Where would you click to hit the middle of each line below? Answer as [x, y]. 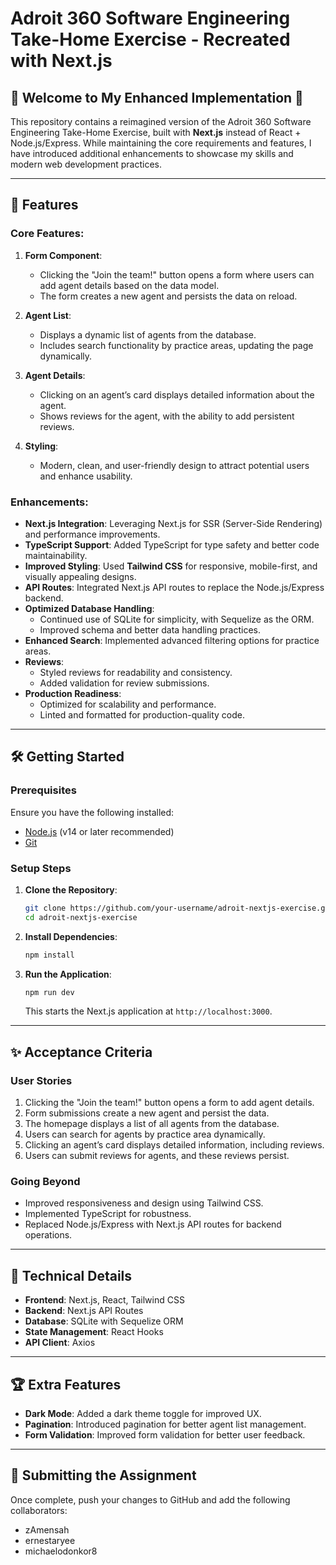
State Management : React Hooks [94, 1332]
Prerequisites [43, 790]
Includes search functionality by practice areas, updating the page [176, 345]
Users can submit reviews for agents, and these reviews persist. [157, 1156]
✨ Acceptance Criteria [81, 1052]
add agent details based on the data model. [129, 285]
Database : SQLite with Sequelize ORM [104, 1321]
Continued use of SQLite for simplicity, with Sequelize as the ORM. [177, 619]
